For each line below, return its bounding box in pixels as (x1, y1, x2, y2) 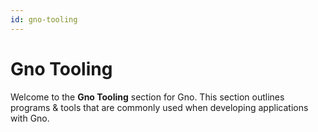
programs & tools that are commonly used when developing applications (10, 101, 309, 113)
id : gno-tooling (10, 14, 78, 25)
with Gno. (10, 112, 50, 124)
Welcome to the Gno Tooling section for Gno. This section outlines (10, 91, 285, 103)
